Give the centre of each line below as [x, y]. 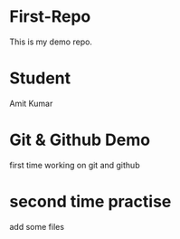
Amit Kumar [31, 103]
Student [40, 78]
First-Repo [50, 17]
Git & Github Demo [80, 140]
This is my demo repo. [51, 42]
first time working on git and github [75, 165]
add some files [37, 226]
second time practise [90, 202]
